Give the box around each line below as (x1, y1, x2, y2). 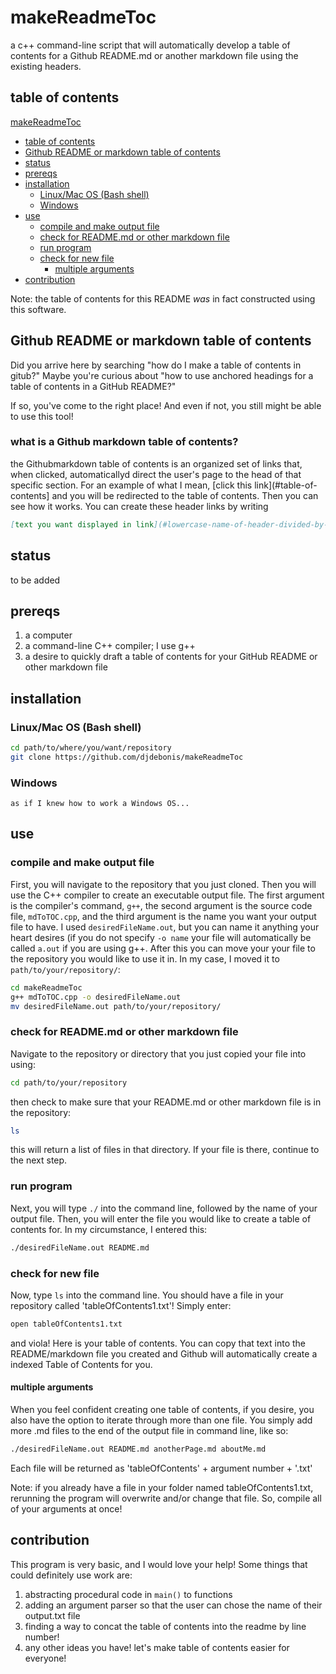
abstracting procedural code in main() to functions (24, 1588, 233, 1600)
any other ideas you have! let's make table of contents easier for (24, 1641, 290, 1653)
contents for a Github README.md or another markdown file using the (10, 49, 299, 61)
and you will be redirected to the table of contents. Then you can (51, 489, 319, 501)
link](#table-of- (254, 479, 318, 491)
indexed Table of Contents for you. (10, 1358, 153, 1370)
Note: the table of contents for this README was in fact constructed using (10, 292, 316, 305)
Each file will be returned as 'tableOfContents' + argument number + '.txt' (10, 1462, 313, 1474)
